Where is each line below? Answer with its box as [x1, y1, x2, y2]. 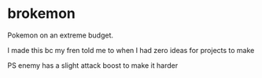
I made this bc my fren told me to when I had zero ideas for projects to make [7, 45, 255, 55]
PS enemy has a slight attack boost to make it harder [7, 60, 179, 70]
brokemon [7, 5, 76, 23]
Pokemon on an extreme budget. [7, 30, 114, 40]
